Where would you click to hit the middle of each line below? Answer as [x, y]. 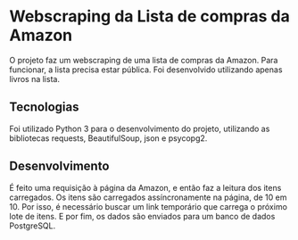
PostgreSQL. [33, 226]
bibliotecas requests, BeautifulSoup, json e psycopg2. [108, 138]
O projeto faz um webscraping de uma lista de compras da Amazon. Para [144, 60]
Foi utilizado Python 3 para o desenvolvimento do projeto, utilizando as [140, 128]
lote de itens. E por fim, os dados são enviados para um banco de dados [142, 216]
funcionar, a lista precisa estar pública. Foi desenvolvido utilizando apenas [146, 70]
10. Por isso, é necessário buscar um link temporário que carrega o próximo [149, 206]
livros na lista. [35, 79]
